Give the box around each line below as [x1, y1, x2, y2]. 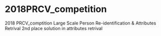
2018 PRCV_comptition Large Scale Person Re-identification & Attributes [5, 20, 156, 26]
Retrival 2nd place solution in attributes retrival [5, 25, 103, 31]
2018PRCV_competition [5, 3, 107, 15]
